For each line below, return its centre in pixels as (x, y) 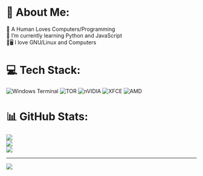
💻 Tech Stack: (43, 70)
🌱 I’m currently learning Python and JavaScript (64, 35)
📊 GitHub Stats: (47, 117)
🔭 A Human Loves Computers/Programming (61, 29)
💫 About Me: (38, 12)
